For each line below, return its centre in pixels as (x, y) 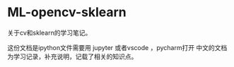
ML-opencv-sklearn (67, 12)
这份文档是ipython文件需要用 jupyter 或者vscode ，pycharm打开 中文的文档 (117, 47)
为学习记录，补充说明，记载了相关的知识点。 (72, 56)
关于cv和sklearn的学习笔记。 (49, 32)
